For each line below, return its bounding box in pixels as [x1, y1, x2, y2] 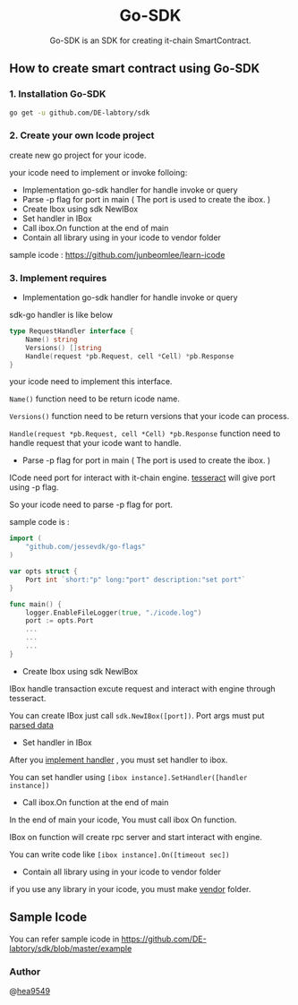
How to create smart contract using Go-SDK [9, 61, 260, 76]
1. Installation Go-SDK [9, 88, 106, 100]
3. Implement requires [9, 271, 107, 284]
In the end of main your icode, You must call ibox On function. [9, 814, 237, 825]
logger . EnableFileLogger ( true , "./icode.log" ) [25, 608, 202, 617]
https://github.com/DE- [121, 933, 208, 944]
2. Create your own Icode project [9, 129, 155, 142]
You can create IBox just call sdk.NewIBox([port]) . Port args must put [9, 709, 265, 721]
